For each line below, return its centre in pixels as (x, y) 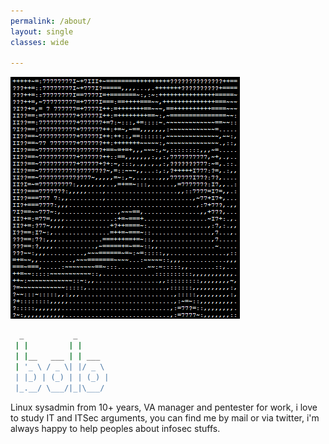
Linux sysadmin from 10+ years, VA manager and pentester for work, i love (164, 407)
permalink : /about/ (51, 21)
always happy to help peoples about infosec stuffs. (115, 428)
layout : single (42, 31)
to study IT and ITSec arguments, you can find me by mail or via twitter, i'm (165, 417)
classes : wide (40, 42)
